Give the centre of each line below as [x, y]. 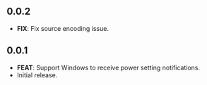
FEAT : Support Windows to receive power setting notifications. [108, 67]
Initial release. [37, 75]
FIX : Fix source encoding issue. [63, 28]
